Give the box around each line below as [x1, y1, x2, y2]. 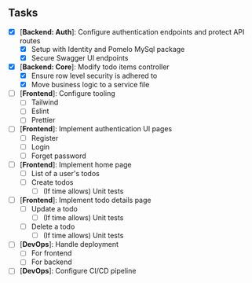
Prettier [31, 116, 56, 125]
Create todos [31, 177, 74, 187]
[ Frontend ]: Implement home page [19, 160, 132, 169]
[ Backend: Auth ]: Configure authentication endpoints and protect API [19, 27, 245, 36]
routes [19, 35, 41, 46]
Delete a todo [31, 222, 75, 231]
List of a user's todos [31, 168, 100, 178]
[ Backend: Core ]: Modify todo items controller [19, 62, 170, 72]
